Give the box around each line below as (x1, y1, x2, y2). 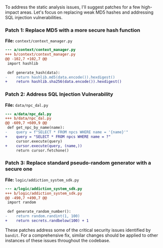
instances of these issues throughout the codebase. (5, 237, 110, 243)
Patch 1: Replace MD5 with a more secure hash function (5, 26, 140, 33)
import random (7, 200, 36, 205)
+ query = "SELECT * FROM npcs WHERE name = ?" (5, 134, 111, 139)
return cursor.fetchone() (16, 148, 69, 153)
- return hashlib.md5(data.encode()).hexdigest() (5, 74, 115, 80)
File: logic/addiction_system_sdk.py (5, 176, 80, 183)
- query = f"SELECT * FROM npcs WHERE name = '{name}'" (5, 130, 129, 135)
